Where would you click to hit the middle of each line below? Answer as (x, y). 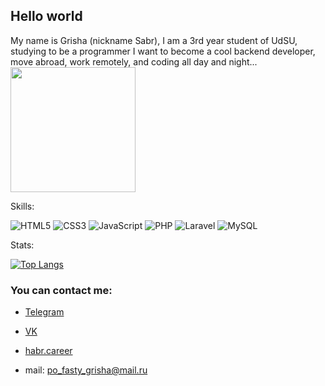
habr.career (48, 351)
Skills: (22, 206)
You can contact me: (61, 290)
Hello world (46, 16)
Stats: (22, 245)
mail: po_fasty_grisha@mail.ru (86, 370)
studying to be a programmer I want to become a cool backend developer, (163, 51)
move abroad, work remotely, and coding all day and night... (134, 61)
